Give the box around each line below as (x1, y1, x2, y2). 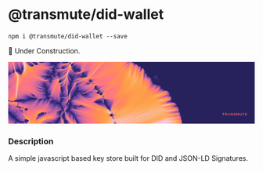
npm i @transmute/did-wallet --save (8, 32, 128, 40)
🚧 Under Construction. (8, 45, 81, 56)
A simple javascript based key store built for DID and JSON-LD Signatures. (8, 154, 249, 163)
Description (8, 136, 54, 147)
